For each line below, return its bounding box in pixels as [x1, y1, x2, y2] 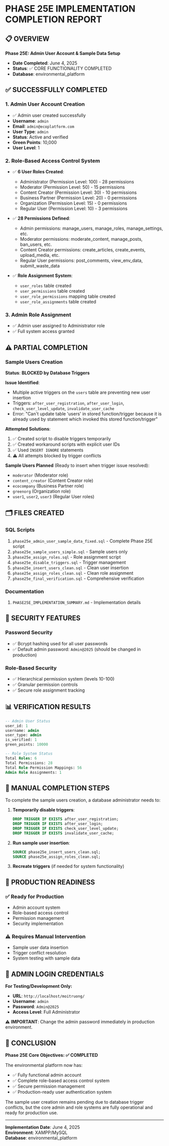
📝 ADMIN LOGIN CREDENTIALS [5, 970, 104, 978]
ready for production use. [5, 1110, 58, 1116]
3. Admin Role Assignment [5, 311, 71, 318]
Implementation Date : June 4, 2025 [5, 1124, 80, 1130]
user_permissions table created [20, 288, 86, 294]
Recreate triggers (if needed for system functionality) [12, 863, 125, 869]
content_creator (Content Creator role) [12, 477, 94, 484]
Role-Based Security [5, 664, 57, 671]
